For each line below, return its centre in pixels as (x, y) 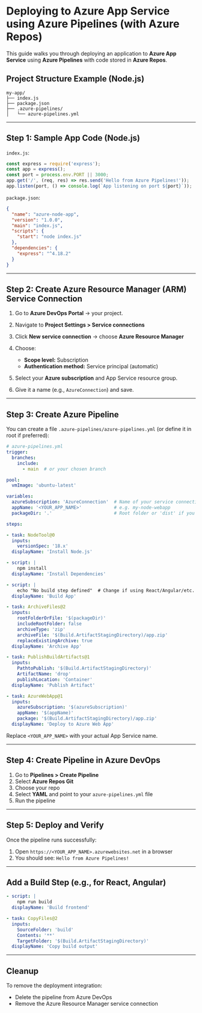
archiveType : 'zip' (41, 629)
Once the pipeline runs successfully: (51, 840)
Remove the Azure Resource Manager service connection (86, 1004)
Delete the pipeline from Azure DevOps (63, 997)
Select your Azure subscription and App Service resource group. (96, 378)
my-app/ (16, 93)
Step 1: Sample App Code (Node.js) (73, 138)
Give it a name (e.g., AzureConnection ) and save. (74, 390)
